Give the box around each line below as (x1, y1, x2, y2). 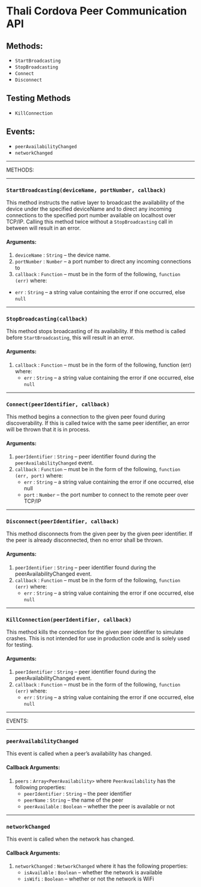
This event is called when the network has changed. (6, 835, 135, 843)
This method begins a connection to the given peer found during (6, 413, 166, 420)
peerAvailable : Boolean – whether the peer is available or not (23, 802, 175, 810)
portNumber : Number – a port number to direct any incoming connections (14, 258, 191, 265)
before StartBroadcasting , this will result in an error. (6, 334, 135, 341)
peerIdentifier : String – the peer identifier (23, 790, 132, 797)
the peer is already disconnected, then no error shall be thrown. (6, 537, 163, 544)
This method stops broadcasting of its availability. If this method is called (6, 328, 186, 335)
